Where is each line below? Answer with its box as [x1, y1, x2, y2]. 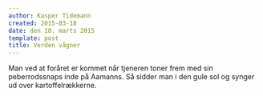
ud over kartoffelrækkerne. [8, 81, 97, 90]
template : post [8, 34, 59, 42]
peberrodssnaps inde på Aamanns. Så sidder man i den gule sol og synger [8, 72, 255, 82]
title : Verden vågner [8, 42, 81, 50]
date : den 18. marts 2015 [8, 26, 95, 34]
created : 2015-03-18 [8, 19, 78, 27]
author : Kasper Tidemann [8, 11, 91, 20]
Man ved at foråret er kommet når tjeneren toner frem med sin [8, 63, 214, 73]
